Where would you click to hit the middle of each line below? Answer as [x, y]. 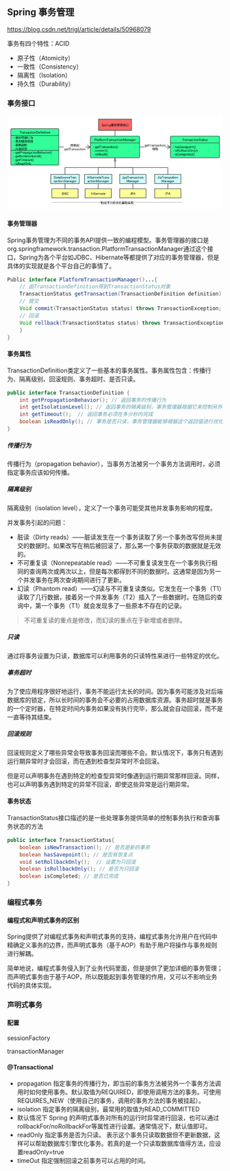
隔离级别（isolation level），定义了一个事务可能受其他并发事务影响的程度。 [112, 508]
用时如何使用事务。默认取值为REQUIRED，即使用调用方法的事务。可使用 [119, 1091]
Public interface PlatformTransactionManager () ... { [82, 280]
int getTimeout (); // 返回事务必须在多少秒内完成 [86, 414]
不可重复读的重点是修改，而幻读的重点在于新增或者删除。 [105, 620]
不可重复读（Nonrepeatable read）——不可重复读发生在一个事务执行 [114, 563]
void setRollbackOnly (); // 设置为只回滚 [78, 862]
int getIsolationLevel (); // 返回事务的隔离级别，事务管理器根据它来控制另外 [121, 407]
